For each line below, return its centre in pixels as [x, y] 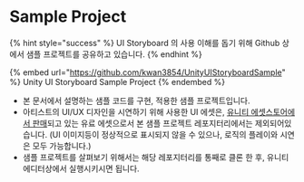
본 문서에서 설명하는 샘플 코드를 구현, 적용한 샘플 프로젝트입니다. [137, 101]
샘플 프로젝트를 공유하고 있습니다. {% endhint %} [114, 54]
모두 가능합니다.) [62, 146]
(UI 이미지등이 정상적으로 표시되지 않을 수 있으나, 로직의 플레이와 [164, 134]
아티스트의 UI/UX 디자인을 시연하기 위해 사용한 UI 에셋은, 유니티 [136, 111]
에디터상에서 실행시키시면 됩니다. [81, 168]
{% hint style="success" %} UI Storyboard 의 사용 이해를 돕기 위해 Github [145, 43]
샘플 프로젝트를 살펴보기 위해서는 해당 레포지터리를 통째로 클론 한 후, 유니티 [156, 157]
